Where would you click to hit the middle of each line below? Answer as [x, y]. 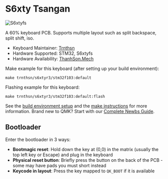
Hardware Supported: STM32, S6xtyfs [53, 53]
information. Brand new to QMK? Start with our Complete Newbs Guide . [80, 111]
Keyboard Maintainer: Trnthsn [44, 48]
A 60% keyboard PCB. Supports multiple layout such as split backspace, [81, 32]
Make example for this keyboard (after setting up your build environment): [82, 68]
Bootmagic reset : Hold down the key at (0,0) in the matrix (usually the [86, 149]
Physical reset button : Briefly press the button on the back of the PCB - [88, 160]
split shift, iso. [20, 38]
